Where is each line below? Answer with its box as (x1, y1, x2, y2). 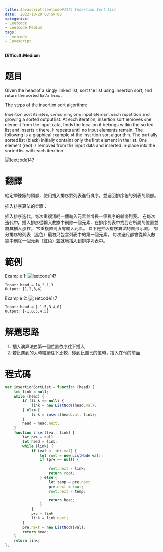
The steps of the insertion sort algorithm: (5, 102, 88, 108)
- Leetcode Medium (5, 25, 42, 30)
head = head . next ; (22, 421, 60, 426)
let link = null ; (14, 389, 49, 395)
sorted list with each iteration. (5, 147, 65, 153)
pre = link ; (31, 511, 55, 516)
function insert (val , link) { (14, 430, 75, 435)
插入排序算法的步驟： (5, 203, 48, 209)
